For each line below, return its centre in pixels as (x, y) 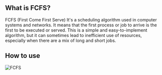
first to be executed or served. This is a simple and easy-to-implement (76, 30)
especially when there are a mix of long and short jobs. (61, 40)
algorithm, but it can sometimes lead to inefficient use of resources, (73, 35)
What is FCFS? (28, 8)
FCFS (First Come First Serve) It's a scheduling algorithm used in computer (81, 19)
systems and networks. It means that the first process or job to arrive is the (81, 25)
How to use (23, 56)
